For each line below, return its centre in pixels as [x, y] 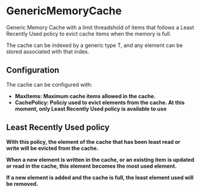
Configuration [33, 70]
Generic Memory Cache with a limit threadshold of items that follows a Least [100, 27]
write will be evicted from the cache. [52, 148]
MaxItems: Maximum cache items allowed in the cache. [85, 96]
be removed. [22, 184]
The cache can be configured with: [49, 84]
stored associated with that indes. [48, 51]
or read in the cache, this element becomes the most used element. [92, 166]
